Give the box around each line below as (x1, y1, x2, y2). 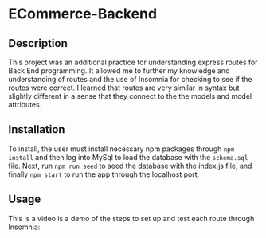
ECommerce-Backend (8, 5, 158, 23)
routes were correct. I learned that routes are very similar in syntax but (8, 83, 240, 92)
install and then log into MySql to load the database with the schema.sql (8, 152, 248, 162)
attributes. (8, 100, 42, 109)
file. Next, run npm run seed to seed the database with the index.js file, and (8, 161, 252, 170)
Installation (8, 123, 65, 136)
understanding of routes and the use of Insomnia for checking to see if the (8, 75, 252, 84)
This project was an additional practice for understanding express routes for (8, 57, 258, 67)
